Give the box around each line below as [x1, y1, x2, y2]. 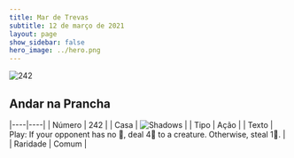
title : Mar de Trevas [9, 12, 89, 22]
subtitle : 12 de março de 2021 [9, 21, 125, 30]
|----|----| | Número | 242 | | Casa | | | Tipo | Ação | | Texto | [9, 119, 274, 130]
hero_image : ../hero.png [9, 46, 101, 55]
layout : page [9, 29, 58, 38]
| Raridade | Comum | [9, 138, 87, 149]
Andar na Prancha [9, 96, 111, 111]
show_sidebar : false [9, 37, 86, 47]
